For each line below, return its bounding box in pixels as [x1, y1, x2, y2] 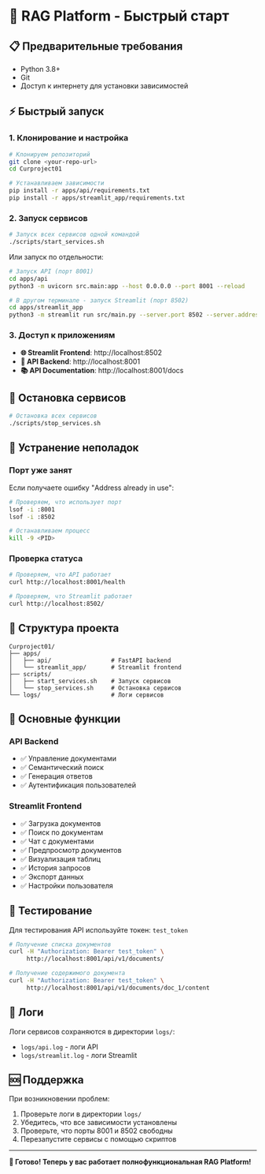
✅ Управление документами [20, 753, 117, 764]
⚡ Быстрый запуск [9, 105, 105, 118]
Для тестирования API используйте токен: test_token [9, 925, 188, 934]
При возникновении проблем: [9, 1094, 110, 1104]
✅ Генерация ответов [20, 772, 93, 781]
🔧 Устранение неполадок [9, 441, 139, 454]
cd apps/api [9, 275, 48, 282]
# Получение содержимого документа [9, 970, 126, 978]
